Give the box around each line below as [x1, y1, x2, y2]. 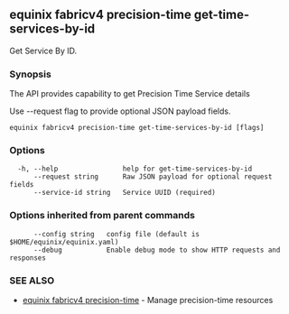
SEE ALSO [9, 274, 55, 287]
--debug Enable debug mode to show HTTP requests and [33, 245, 281, 254]
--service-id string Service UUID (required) [33, 189, 217, 198]
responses [9, 253, 47, 263]
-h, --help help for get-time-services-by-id [17, 164, 253, 174]
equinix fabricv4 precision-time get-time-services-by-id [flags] [9, 124, 265, 133]
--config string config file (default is [33, 229, 200, 238]
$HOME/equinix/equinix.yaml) [9, 237, 119, 246]
